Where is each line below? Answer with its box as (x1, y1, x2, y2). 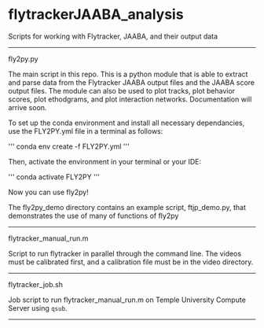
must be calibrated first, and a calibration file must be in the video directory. (8, 257, 254, 267)
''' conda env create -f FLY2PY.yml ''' (8, 142, 130, 151)
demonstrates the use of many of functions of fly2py (8, 211, 179, 220)
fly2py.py (8, 53, 38, 64)
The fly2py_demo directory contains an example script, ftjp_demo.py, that (8, 202, 246, 212)
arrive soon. (8, 102, 47, 112)
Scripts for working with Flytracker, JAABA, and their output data (8, 31, 218, 41)
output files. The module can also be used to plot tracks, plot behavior (8, 86, 236, 95)
